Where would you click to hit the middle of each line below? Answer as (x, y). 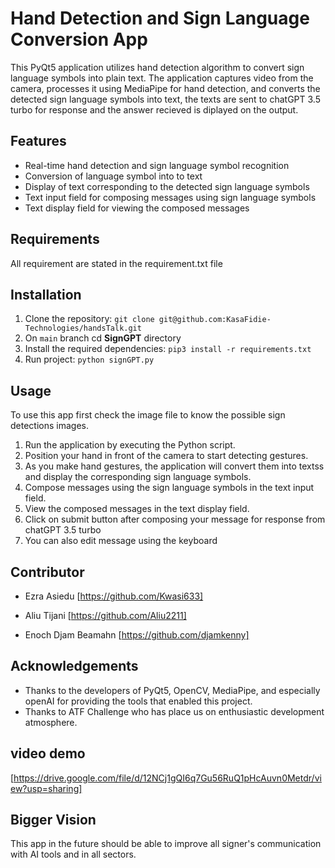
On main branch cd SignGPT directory (103, 338)
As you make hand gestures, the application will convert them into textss (174, 466)
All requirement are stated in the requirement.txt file (116, 263)
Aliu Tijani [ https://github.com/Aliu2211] (105, 615)
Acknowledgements (74, 666)
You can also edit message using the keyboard (121, 541)
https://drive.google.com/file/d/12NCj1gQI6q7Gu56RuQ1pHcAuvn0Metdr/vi (167, 778)
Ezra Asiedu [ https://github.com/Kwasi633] (114, 596)
